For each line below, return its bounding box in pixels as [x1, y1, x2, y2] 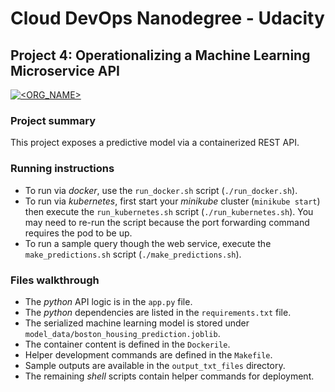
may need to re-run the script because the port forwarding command [24, 216, 310, 228]
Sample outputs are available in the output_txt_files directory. [24, 359, 286, 371]
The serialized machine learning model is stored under [24, 317, 250, 329]
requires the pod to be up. [24, 227, 133, 239]
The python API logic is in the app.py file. [24, 295, 193, 307]
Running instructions [10, 162, 115, 176]
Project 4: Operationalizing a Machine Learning [10, 47, 311, 64]
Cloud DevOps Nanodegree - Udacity [10, 7, 325, 30]
